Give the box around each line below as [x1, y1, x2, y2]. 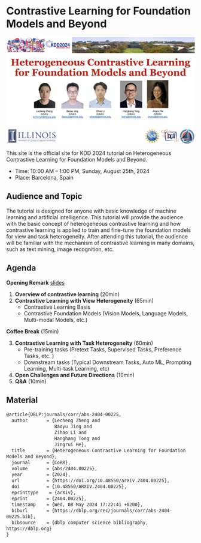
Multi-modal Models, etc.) [23, 316, 88, 323]
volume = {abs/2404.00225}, [11, 466, 98, 472]
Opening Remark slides [6, 279, 65, 286]
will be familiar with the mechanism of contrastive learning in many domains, [6, 239, 195, 246]
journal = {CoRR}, [11, 460, 71, 466]
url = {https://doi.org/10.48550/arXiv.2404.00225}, [11, 478, 170, 484]
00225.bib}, [6, 514, 36, 520]
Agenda [6, 263, 36, 273]
